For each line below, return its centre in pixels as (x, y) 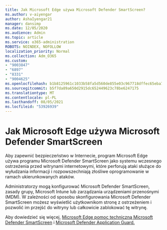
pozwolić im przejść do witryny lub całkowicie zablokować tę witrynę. (77, 207)
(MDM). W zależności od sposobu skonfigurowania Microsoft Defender (78, 197)
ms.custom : (16, 61)
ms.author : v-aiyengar (29, 14)
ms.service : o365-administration (40, 42)
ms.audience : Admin (25, 33)
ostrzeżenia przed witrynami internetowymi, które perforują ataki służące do (83, 166)
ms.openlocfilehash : (27, 83)
